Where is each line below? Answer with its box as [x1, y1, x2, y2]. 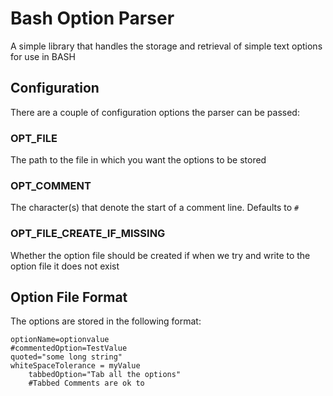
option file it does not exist [10, 260, 120, 272]
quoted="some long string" [10, 352, 123, 362]
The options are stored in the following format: [10, 315, 202, 327]
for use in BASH [10, 50, 76, 62]
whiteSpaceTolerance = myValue [10, 361, 141, 371]
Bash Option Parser [10, 7, 175, 30]
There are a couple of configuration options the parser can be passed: [10, 106, 300, 118]
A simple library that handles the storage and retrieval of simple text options [10, 40, 323, 52]
